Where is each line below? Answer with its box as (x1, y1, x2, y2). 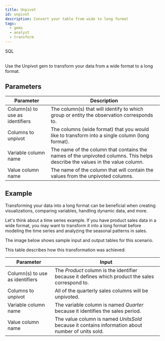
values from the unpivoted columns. (51, 172, 134, 179)
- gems (9, 26, 23, 31)
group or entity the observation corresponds (51, 111, 153, 118)
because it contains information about (55, 321, 142, 328)
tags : (5, 21, 16, 26)
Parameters (5, 82, 42, 91)
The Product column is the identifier (55, 267, 137, 273)
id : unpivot (5, 12, 29, 17)
